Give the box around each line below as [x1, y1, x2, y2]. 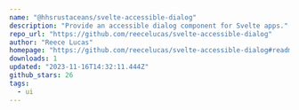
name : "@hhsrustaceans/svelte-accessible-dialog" [9, 12, 198, 22]
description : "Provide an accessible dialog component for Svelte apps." [9, 21, 289, 30]
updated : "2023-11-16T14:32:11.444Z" [9, 63, 149, 72]
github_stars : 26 [9, 71, 74, 80]
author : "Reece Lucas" [9, 37, 93, 47]
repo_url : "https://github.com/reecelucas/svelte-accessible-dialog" [9, 29, 273, 38]
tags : [9, 79, 29, 88]
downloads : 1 [9, 54, 58, 63]
